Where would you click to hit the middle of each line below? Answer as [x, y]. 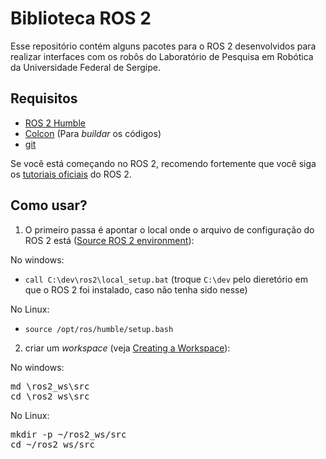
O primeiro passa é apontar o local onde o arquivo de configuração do [169, 229]
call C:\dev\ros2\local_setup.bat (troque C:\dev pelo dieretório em [166, 279]
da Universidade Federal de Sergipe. [86, 67]
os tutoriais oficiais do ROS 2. [71, 174]
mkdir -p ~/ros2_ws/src [68, 434]
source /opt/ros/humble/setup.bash [99, 329]
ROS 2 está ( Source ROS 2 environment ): [109, 240]
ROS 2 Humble [55, 123]
